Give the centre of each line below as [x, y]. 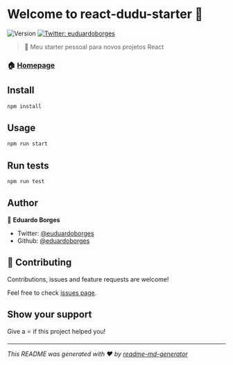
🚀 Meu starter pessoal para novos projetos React [94, 46]
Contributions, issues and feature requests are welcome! [88, 279]
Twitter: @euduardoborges [56, 233]
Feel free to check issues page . [52, 292]
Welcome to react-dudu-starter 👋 [105, 14]
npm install [24, 106]
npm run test [26, 182]
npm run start [28, 144]
